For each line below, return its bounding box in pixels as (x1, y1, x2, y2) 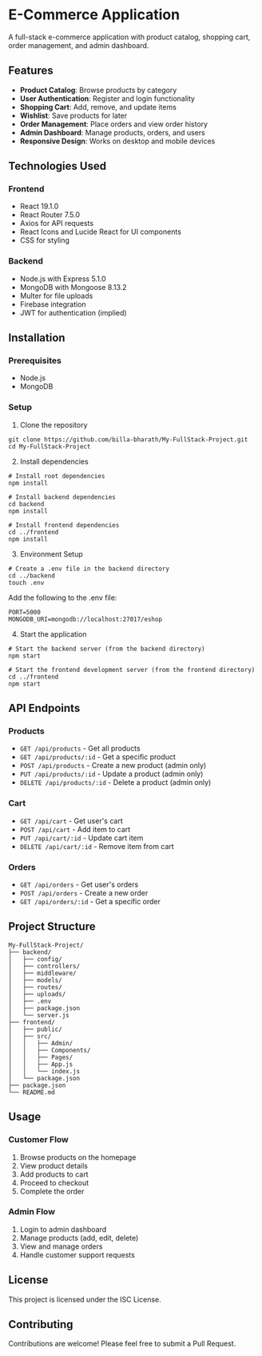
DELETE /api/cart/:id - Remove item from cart (19, 841, 174, 851)
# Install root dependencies (8, 472, 105, 480)
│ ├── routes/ (8, 983, 62, 991)
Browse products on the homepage (19, 1152, 137, 1162)
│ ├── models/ (8, 976, 62, 984)
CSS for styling (19, 235, 70, 245)
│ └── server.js (8, 1011, 69, 1019)
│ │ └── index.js (8, 1067, 81, 1075)
